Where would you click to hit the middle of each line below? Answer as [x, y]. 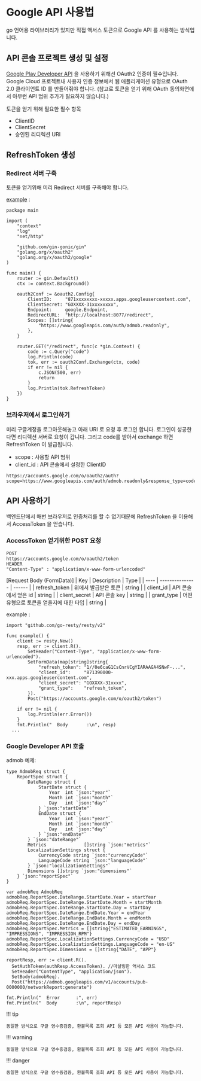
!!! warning [19, 1037]
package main [22, 211]
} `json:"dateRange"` [55, 840]
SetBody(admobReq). [36, 977]
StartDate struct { [62, 787]
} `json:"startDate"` [65, 808]
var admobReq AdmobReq [34, 892]
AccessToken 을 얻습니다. [43, 523]
